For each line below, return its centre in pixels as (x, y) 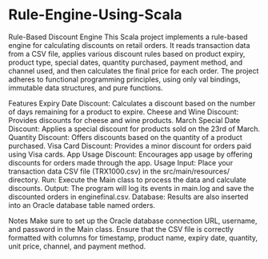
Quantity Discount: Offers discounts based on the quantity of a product (125, 137)
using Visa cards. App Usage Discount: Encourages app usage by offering (130, 154)
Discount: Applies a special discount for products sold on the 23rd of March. (134, 129)
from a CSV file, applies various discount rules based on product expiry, (127, 54)
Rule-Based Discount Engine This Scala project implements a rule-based (128, 37)
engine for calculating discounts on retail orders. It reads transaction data (129, 45)
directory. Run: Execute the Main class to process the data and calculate (127, 179)
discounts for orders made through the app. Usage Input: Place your (121, 162)
